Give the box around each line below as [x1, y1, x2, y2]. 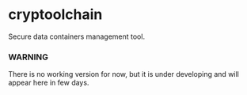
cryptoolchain [8, 6, 103, 24]
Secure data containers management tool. [8, 32, 145, 41]
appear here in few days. [8, 78, 89, 88]
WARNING [8, 51, 49, 63]
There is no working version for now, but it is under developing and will [8, 70, 240, 79]
